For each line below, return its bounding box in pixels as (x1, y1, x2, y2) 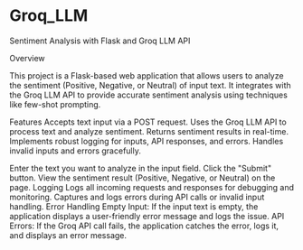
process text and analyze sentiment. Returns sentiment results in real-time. (9, 125, 289, 136)
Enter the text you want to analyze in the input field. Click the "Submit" (9, 162, 272, 173)
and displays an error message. (9, 229, 128, 240)
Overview (9, 52, 45, 63)
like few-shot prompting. (9, 98, 101, 109)
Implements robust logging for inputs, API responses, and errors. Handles (9, 135, 284, 146)
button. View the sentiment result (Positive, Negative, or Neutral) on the (9, 172, 276, 183)
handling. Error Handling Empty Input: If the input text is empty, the (9, 200, 259, 212)
